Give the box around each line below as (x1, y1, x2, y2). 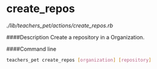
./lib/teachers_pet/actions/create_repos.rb (6, 22, 114, 29)
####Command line (6, 45, 57, 53)
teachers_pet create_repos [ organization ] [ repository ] (6, 57, 152, 63)
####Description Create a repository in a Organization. (6, 33, 145, 41)
